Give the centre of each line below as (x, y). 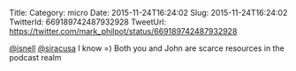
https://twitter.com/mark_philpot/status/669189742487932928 (123, 31)
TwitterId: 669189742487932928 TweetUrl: (88, 22)
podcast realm (35, 57)
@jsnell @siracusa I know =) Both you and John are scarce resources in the (147, 48)
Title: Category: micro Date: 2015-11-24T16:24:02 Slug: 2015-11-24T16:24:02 (148, 13)
